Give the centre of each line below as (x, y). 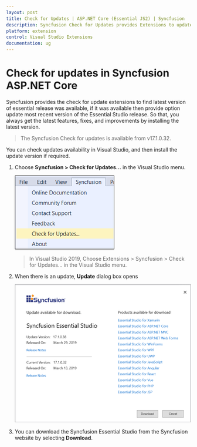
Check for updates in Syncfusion (88, 73)
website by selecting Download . (53, 438)
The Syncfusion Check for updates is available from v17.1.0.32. (96, 138)
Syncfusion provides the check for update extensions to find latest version (96, 102)
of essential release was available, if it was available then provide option (93, 108)
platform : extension (31, 31)
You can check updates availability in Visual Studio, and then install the (92, 149)
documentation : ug (28, 43)
